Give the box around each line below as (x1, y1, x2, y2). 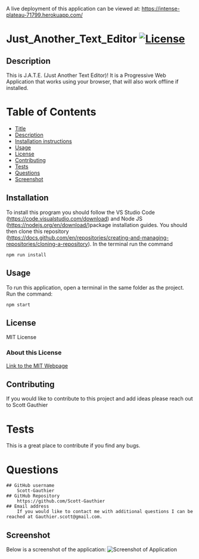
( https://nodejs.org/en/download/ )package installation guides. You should (6, 221, 188, 228)
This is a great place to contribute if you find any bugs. (6, 442, 141, 449)
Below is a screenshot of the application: (6, 546, 106, 553)
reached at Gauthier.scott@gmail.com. (6, 514, 102, 520)
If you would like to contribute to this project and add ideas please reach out (6, 395, 194, 402)
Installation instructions (14, 137, 73, 145)
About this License (6, 349, 62, 357)
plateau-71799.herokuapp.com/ (6, 11, 83, 18)
